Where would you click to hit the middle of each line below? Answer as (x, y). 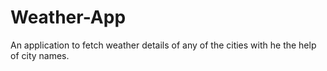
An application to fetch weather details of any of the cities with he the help (163, 45)
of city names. (40, 55)
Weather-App (68, 17)
